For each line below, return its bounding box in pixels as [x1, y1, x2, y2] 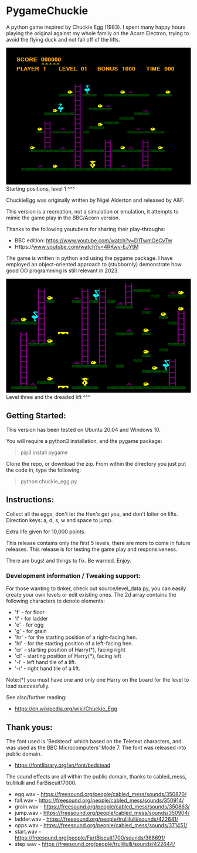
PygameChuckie [6, 4, 89, 18]
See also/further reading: [6, 694, 67, 701]
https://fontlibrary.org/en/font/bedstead [14, 761, 111, 769]
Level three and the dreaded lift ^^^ [6, 394, 91, 401]
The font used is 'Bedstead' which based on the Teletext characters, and [6, 738, 182, 744]
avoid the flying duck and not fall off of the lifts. [6, 36, 121, 43]
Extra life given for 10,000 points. [6, 528, 86, 535]
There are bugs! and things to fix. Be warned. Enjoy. [6, 557, 131, 564]
